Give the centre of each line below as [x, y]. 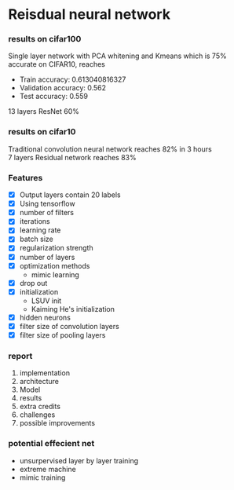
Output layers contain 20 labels [70, 195]
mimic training [42, 477]
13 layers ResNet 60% [44, 112]
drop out [33, 283]
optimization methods [55, 265]
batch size [36, 239]
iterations [35, 221]
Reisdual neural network [90, 15]
